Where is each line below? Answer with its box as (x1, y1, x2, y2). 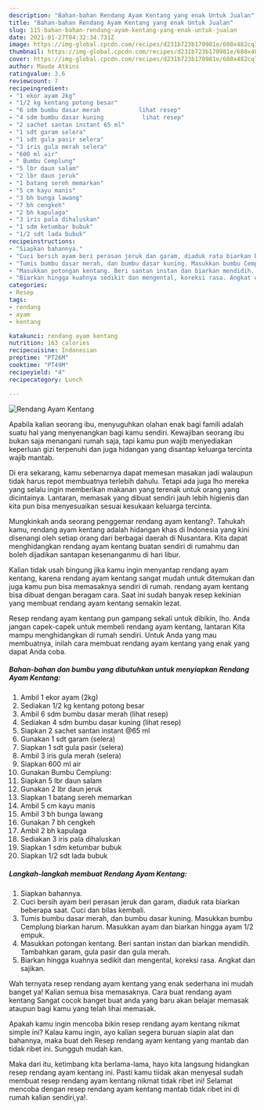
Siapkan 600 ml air (20, 759, 81, 769)
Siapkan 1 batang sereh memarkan (20, 793, 132, 802)
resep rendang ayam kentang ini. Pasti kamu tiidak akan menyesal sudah (9, 1068, 244, 1077)
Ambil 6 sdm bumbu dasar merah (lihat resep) (20, 709, 169, 719)
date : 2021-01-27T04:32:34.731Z (9, 33, 114, 42)
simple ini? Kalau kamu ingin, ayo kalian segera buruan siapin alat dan (9, 1028, 234, 1037)
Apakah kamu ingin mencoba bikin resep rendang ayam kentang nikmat (9, 1019, 240, 1028)
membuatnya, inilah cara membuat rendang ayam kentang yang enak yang (9, 639, 250, 648)
